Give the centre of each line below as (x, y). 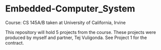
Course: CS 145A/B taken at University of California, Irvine (65, 22)
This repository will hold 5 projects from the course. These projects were (80, 32)
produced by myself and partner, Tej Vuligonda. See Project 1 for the (76, 37)
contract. (15, 42)
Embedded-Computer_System (70, 9)
